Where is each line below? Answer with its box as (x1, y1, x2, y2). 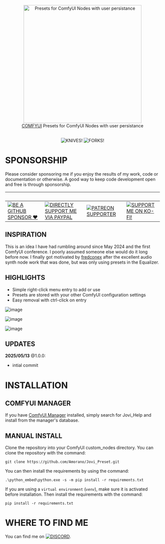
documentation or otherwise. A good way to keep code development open (5, 176, 156, 182)
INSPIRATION (5, 231, 47, 239)
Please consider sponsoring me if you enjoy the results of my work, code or (5, 171, 159, 177)
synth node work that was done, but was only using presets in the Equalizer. (5, 259, 160, 265)
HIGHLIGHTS (5, 273, 45, 282)
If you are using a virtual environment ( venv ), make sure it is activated (5, 486, 148, 492)
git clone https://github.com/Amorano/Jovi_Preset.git (5, 459, 120, 464)
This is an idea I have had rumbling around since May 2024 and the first (5, 243, 151, 249)
